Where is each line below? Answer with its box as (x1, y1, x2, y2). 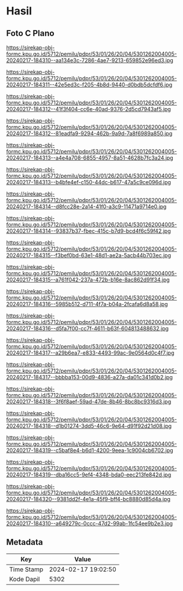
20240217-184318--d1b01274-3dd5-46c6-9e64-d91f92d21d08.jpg (6, 422, 172, 430)
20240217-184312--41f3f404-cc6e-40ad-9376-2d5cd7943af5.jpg (6, 106, 171, 112)
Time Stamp (9, 565, 44, 574)
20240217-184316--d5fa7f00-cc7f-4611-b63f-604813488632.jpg (6, 325, 169, 332)
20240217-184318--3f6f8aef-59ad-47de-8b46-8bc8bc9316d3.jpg (6, 398, 172, 405)
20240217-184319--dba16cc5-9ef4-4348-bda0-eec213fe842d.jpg (6, 471, 172, 478)
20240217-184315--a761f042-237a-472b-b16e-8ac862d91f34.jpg (6, 276, 170, 283)
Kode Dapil (9, 575, 40, 583)
